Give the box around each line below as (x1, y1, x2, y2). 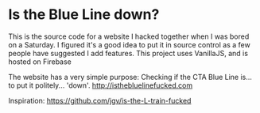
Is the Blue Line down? (8, 6, 160, 24)
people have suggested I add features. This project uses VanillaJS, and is (8, 48, 249, 58)
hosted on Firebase (8, 57, 72, 66)
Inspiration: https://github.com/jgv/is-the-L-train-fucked (8, 96, 192, 105)
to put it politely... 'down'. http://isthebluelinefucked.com (8, 81, 193, 90)
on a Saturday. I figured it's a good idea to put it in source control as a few (8, 40, 250, 49)
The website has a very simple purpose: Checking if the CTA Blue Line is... (8, 72, 253, 81)
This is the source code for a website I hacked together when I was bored (8, 32, 250, 41)
